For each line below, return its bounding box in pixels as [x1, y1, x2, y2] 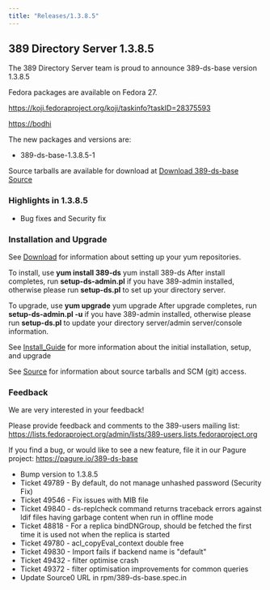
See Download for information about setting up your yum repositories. [8, 252, 242, 262]
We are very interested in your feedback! [8, 405, 145, 415]
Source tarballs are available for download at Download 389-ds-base [8, 166, 239, 176]
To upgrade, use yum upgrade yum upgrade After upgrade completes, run [8, 301, 257, 310]
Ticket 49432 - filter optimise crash [19, 556, 139, 566]
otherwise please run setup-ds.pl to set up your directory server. [8, 285, 226, 295]
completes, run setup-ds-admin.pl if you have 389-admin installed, [8, 276, 234, 286]
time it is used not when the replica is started [19, 530, 171, 540]
